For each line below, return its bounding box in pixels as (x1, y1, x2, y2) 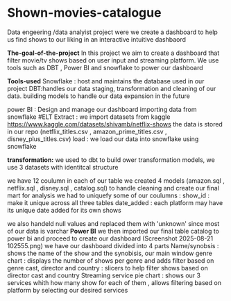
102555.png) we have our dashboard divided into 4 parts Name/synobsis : (7, 241, 219, 250)
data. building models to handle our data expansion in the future (7, 92, 191, 100)
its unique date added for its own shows (7, 206, 121, 214)
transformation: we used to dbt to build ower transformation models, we (7, 155, 215, 164)
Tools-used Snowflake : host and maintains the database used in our (7, 76, 205, 85)
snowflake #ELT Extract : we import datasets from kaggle (7, 113, 171, 121)
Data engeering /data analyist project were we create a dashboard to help (7, 28, 219, 36)
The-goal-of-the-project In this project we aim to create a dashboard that (7, 49, 220, 57)
